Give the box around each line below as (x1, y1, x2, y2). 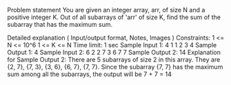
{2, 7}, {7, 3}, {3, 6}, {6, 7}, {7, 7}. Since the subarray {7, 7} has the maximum (7, 63, 223, 71)
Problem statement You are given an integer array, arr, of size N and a (7, 6, 205, 14)
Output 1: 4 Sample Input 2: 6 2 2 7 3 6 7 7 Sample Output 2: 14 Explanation (7, 48, 221, 56)
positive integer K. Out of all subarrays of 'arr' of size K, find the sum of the (7, 13, 221, 21)
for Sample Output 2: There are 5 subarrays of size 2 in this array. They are (7, 56, 221, 64)
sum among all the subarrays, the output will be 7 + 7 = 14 (7, 70, 172, 78)
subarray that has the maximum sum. (7, 21, 112, 28)
